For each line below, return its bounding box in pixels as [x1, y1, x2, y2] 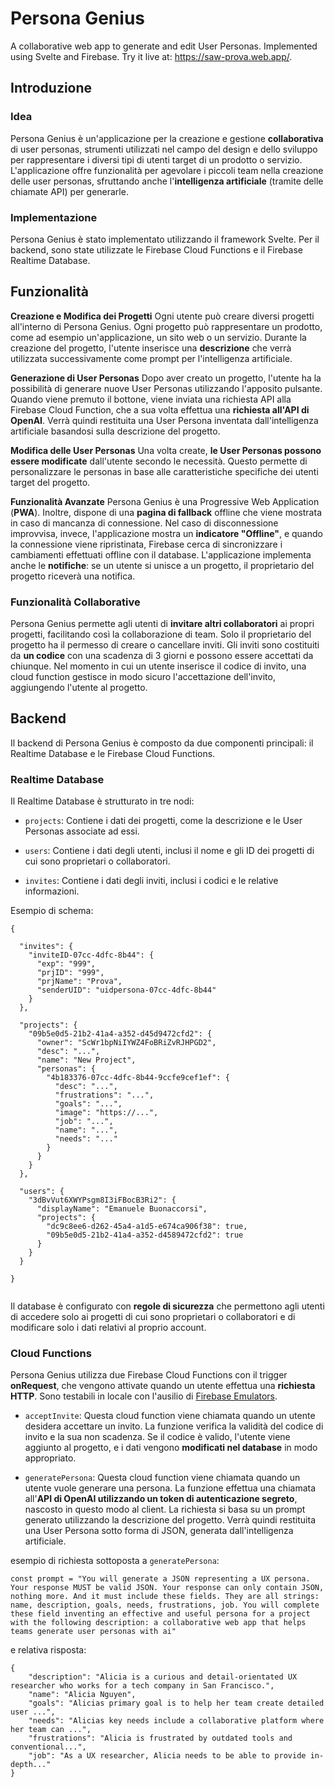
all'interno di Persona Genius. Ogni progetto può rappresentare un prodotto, [10, 320, 323, 332]
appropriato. [24, 1452, 77, 1464]
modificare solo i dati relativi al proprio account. [10, 1322, 207, 1334]
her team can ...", [10, 1725, 92, 1735]
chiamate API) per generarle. [10, 185, 129, 197]
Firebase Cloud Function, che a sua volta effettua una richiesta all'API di [10, 403, 310, 416]
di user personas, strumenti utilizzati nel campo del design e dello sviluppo [10, 143, 318, 155]
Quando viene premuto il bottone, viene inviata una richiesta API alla [10, 393, 292, 405]
